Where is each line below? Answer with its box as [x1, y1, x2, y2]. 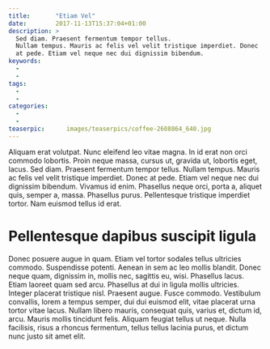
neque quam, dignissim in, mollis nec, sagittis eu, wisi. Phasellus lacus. [8, 270, 245, 280]
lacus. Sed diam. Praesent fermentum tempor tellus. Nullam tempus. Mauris [8, 164, 260, 174]
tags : [8, 79, 27, 87]
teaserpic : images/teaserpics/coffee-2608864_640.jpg [8, 125, 212, 133]
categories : [8, 102, 49, 110]
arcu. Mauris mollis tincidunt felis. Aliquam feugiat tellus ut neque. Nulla [8, 313, 247, 324]
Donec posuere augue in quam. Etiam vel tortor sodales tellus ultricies [8, 253, 242, 263]
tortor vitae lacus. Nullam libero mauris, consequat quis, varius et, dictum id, [8, 305, 263, 315]
